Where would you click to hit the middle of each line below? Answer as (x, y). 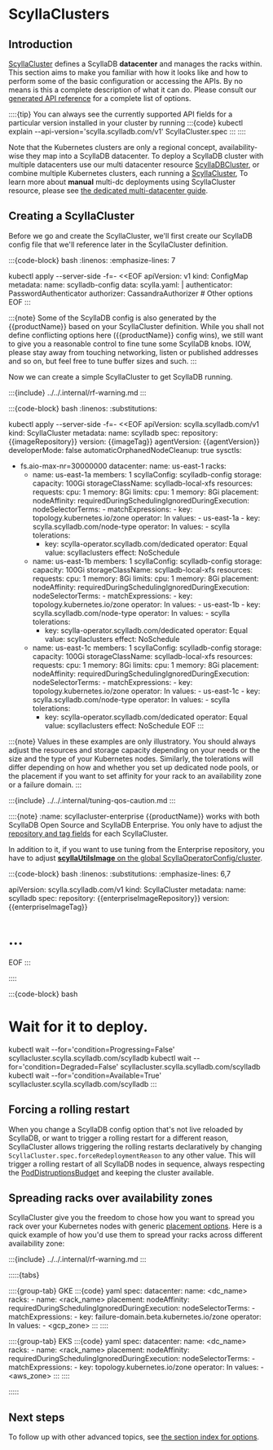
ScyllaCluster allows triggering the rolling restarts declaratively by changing (135, 1146)
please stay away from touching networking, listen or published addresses (134, 352)
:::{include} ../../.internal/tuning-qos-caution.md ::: (92, 800)
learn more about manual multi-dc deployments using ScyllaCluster (122, 182)
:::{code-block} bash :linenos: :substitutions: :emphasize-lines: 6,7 (119, 873)
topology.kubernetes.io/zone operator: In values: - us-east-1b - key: (146, 604)
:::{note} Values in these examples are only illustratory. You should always (132, 741)
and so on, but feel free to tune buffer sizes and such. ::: (103, 361)
